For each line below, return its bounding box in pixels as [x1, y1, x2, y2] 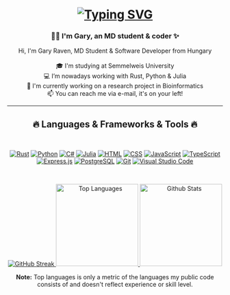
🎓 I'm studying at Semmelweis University [55, 62, 175, 70]
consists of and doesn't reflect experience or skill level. [37, 281, 193, 289]
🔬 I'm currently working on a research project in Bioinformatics [26, 82, 204, 90]
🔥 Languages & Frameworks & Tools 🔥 [32, 118, 198, 130]
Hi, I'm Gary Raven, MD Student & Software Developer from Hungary [18, 47, 212, 55]
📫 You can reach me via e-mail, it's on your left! [47, 90, 183, 98]
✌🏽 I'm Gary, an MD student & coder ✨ [51, 31, 179, 41]
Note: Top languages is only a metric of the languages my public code [16, 273, 214, 281]
